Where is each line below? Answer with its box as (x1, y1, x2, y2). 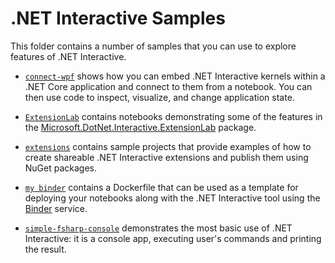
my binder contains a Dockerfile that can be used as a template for (24, 181, 299, 193)
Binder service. (24, 202, 88, 214)
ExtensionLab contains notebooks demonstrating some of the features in (24, 110, 323, 122)
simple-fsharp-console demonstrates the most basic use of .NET (24, 222, 293, 234)
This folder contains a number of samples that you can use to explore (10, 40, 297, 52)
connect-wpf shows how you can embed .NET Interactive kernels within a (24, 70, 326, 82)
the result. (24, 243, 67, 255)
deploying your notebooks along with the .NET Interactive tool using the (24, 192, 321, 204)
